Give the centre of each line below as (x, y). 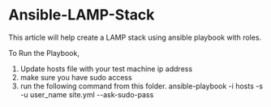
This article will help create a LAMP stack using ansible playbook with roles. (135, 37)
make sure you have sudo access (76, 77)
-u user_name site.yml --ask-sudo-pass (87, 94)
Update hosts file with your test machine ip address (106, 68)
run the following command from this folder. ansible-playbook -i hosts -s (142, 86)
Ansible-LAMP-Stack (82, 15)
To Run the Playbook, (44, 53)
